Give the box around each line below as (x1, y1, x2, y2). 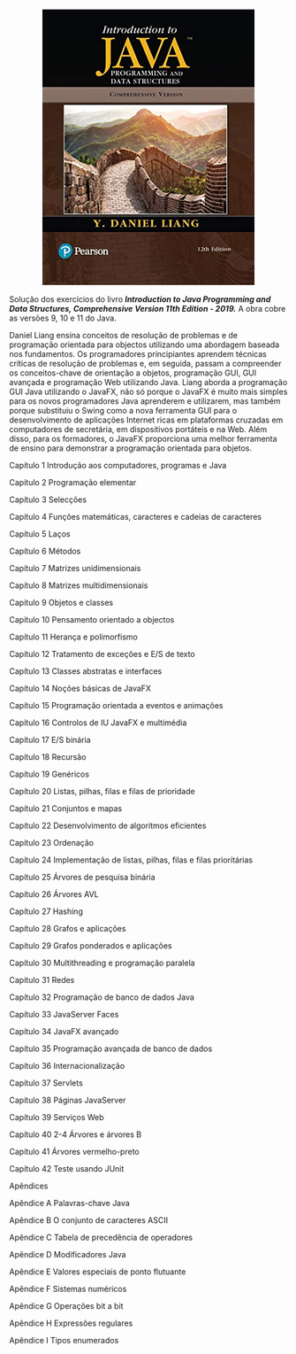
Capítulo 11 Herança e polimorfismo (9, 631, 139, 642)
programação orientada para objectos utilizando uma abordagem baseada (9, 339, 280, 350)
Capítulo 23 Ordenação (9, 838, 95, 847)
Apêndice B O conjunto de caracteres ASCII (9, 1215, 169, 1226)
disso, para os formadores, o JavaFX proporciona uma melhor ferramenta (9, 434, 277, 444)
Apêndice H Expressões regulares (9, 1318, 133, 1328)
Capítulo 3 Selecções (9, 494, 87, 505)
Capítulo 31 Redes (9, 975, 75, 985)
